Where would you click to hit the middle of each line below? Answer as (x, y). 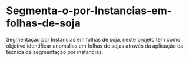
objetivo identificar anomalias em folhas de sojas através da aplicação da (95, 46)
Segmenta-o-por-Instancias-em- (89, 11)
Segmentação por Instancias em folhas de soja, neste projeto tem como (93, 39)
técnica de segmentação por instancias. (55, 52)
